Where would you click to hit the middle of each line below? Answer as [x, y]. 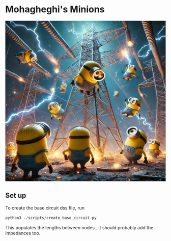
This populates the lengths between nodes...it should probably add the [79, 227]
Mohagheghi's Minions [55, 9]
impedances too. [23, 233]
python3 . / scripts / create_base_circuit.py [51, 218]
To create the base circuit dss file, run [45, 208]
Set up [16, 195]
